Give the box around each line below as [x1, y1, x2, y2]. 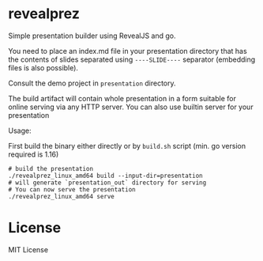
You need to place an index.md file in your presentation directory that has [8, 46, 247, 55]
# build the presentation [8, 165, 93, 172]
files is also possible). [8, 62, 79, 72]
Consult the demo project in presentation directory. [8, 78, 176, 88]
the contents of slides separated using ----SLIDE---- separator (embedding [8, 55, 256, 64]
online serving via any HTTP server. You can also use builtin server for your [8, 102, 254, 112]
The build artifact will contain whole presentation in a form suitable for [8, 93, 237, 103]
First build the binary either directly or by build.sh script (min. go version [8, 141, 246, 150]
